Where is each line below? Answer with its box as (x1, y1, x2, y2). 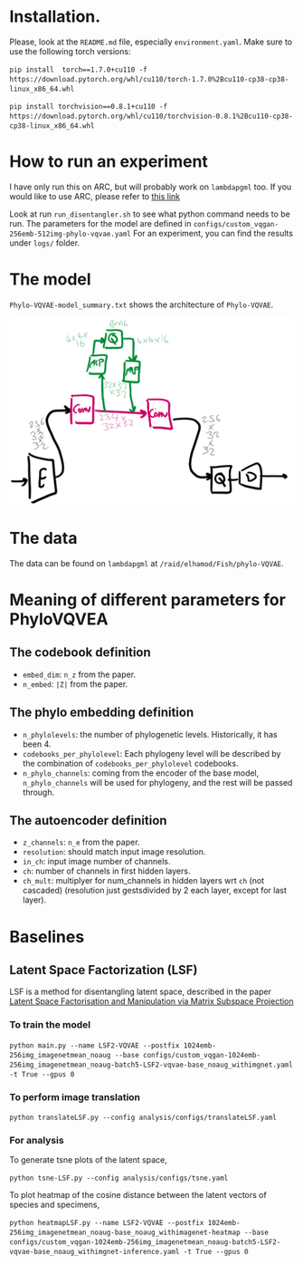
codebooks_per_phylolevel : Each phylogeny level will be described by (22, 748, 281, 758)
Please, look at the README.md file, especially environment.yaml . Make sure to (9, 36, 292, 47)
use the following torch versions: (9, 45, 131, 56)
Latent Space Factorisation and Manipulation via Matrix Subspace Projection (9, 996, 294, 1007)
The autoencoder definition (9, 813, 167, 828)
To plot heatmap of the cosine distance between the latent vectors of (9, 1190, 267, 1201)
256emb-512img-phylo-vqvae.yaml (9, 229, 131, 238)
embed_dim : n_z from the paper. (22, 669, 137, 680)
